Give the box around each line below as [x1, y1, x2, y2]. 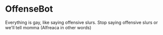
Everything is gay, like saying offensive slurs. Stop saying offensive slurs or [5, 19, 158, 25]
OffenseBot [5, 3, 53, 15]
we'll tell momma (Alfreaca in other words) [5, 24, 91, 30]
